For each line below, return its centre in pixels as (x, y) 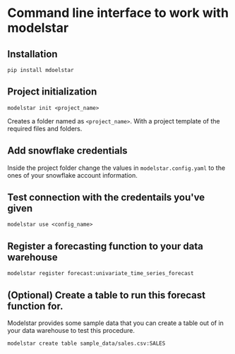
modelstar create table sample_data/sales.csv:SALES (86, 343)
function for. (35, 306)
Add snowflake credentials (68, 151)
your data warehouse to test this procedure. (71, 331)
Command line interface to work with (118, 13)
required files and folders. (45, 128)
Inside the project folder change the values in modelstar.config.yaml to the (116, 168)
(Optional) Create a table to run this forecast (107, 295)
